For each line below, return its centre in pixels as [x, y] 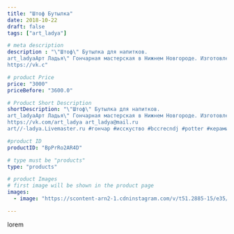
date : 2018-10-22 [32, 20]
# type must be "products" [46, 160]
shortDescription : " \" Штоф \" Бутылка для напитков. [84, 109]
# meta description [36, 46]
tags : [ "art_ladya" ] [37, 33]
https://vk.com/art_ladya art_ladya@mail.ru [73, 122]
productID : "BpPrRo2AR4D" [45, 148]
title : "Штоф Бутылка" [40, 14]
